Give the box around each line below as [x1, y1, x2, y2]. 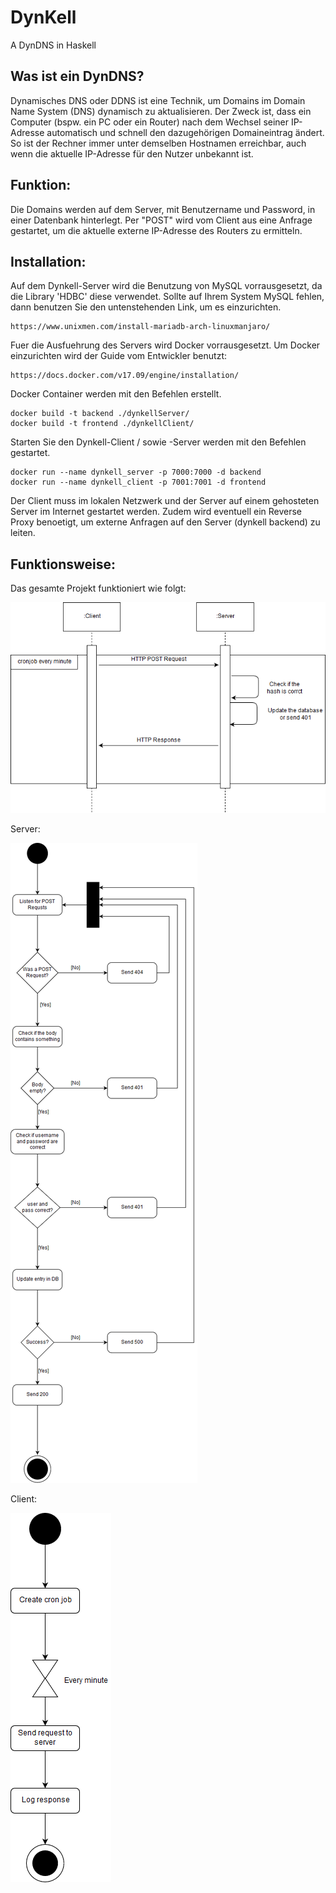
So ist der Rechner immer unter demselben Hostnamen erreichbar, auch [10, 137, 307, 149]
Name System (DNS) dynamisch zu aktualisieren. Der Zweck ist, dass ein [10, 105, 312, 117]
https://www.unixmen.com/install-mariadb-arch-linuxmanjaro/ [10, 322, 271, 332]
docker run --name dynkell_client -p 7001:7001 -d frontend [10, 477, 267, 488]
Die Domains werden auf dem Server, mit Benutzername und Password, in [10, 203, 316, 215]
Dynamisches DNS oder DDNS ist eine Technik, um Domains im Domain [10, 94, 306, 106]
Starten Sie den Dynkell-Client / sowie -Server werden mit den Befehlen [10, 436, 307, 448]
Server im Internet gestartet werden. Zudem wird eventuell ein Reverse [10, 506, 303, 518]
